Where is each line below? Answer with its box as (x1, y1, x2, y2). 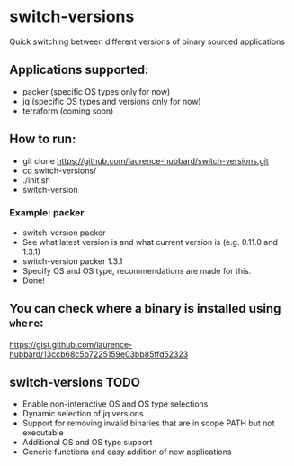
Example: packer (9, 206, 85, 219)
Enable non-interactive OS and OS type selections (22, 398, 209, 409)
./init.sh (22, 174, 51, 186)
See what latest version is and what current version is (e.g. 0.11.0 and (22, 236, 279, 247)
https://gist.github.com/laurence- (9, 339, 133, 350)
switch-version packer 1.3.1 (22, 255, 123, 267)
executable (22, 427, 65, 438)
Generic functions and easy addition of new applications (22, 446, 232, 457)
